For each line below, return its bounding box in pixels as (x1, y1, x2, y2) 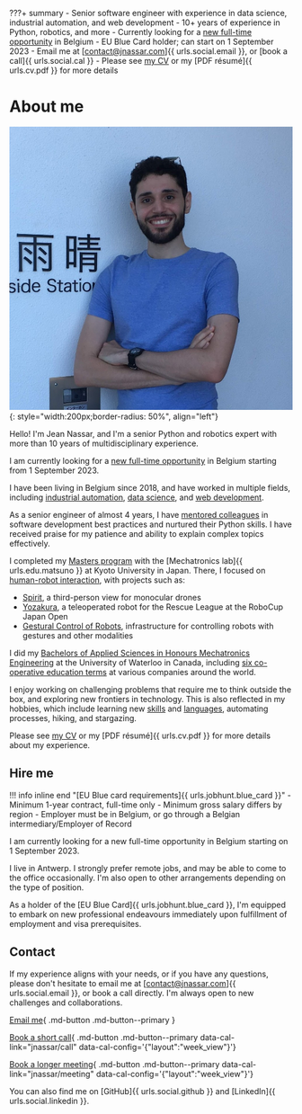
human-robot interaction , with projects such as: (9, 575, 186, 585)
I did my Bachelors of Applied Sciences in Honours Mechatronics (9, 647, 250, 658)
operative (9, 666, 45, 677)
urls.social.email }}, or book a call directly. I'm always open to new (9, 987, 254, 998)
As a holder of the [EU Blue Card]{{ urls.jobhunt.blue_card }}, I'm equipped (9, 899, 286, 910)
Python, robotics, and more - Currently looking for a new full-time (9, 27, 253, 37)
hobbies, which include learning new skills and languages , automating (9, 703, 269, 714)
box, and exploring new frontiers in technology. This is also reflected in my (9, 693, 286, 704)
